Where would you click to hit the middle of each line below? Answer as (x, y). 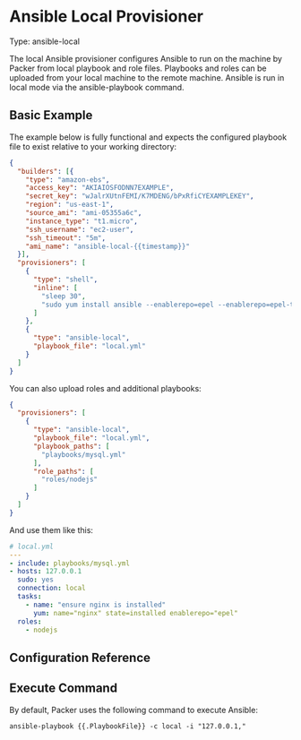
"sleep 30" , (64, 296)
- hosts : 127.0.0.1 (46, 572)
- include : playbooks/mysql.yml (69, 563)
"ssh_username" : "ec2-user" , (80, 229)
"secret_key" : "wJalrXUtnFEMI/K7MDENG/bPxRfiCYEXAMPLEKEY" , (140, 196)
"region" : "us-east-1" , (70, 205)
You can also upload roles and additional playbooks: (105, 388)
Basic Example (51, 115)
